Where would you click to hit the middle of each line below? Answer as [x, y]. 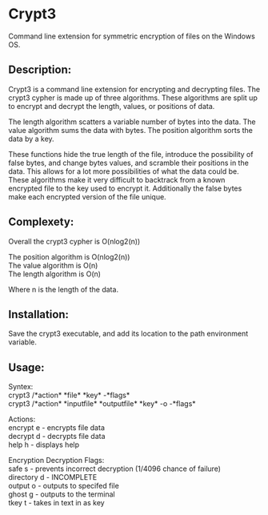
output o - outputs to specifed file [64, 486]
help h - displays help [44, 445]
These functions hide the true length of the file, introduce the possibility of [131, 154]
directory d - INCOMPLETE [53, 477]
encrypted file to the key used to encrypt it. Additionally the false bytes [125, 188]
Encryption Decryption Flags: [56, 461]
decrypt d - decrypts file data [57, 437]
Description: [40, 70]
